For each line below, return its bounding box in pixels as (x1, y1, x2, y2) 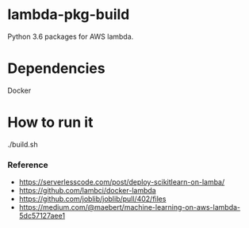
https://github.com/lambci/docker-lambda (18, 186, 156, 196)
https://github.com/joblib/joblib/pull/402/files (18, 194, 167, 203)
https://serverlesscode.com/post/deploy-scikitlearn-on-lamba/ (18, 177, 225, 187)
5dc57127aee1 (18, 211, 65, 221)
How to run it (7, 113, 94, 131)
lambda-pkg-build (7, 6, 130, 24)
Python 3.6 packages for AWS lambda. (7, 32, 134, 41)
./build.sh (7, 139, 38, 149)
